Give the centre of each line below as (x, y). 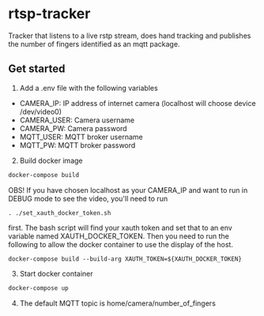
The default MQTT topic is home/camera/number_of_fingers (117, 303)
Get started (37, 69)
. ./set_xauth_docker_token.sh (60, 213)
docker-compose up (38, 288)
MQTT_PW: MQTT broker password (77, 145)
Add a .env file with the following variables (89, 88)
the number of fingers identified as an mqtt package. (94, 43)
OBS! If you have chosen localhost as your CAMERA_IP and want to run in (128, 190)
